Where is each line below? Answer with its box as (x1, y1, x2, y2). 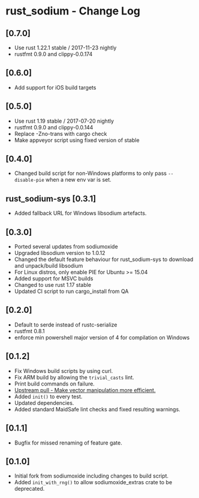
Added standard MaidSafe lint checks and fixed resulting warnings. (14, 405, 180, 413)
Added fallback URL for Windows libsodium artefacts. (14, 209, 147, 217)
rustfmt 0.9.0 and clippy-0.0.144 (14, 123, 94, 131)
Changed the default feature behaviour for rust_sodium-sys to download (14, 256, 194, 263)
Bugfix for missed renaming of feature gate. (14, 439, 122, 446)
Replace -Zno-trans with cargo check (14, 130, 107, 137)
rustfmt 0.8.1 (14, 327, 45, 334)
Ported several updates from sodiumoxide (14, 243, 118, 250)
